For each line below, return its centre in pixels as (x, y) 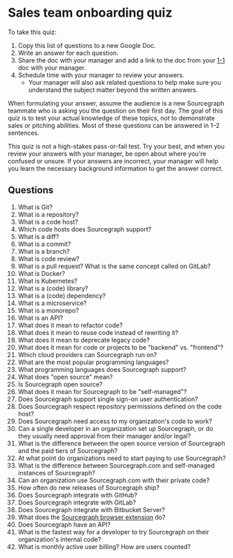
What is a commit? (44, 244)
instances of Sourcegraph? (57, 473)
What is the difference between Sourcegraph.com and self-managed (116, 465)
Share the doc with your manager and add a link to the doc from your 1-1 (121, 60)
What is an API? (40, 318)
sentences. (24, 133)
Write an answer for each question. (68, 53)
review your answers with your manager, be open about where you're (107, 154)
